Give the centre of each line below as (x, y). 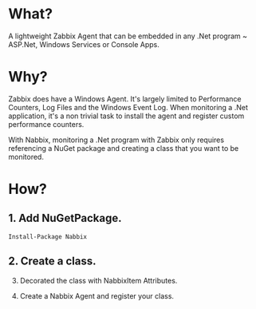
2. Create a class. (52, 261)
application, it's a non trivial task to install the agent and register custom (126, 116)
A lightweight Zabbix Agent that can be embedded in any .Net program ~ (128, 36)
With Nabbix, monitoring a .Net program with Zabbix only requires (116, 140)
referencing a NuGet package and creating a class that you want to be (124, 148)
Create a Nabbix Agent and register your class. (96, 295)
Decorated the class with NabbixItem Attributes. (98, 280)
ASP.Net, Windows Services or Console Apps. (84, 44)
